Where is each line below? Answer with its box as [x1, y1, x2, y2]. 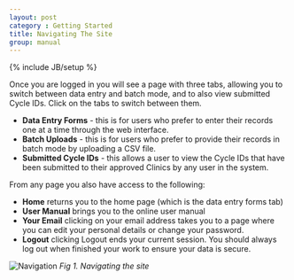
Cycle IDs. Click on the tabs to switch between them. [9, 98, 202, 109]
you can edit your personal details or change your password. [21, 225, 244, 236]
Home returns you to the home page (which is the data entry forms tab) [21, 197, 283, 207]
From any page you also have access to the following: [9, 179, 205, 191]
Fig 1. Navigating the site [58, 261, 150, 271]
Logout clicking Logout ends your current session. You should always [21, 234, 277, 245]
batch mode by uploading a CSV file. [21, 144, 157, 154]
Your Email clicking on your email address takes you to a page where [21, 215, 275, 226]
